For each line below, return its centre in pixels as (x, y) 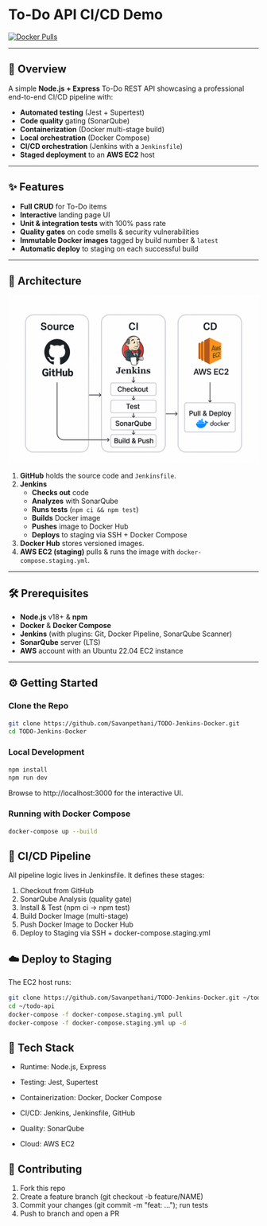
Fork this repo (43, 1189)
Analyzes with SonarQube (75, 501)
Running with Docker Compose (70, 814)
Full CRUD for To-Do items (63, 206)
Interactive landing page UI (65, 215)
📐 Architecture (45, 281)
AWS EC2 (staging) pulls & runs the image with (97, 552)
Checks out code (60, 493)
